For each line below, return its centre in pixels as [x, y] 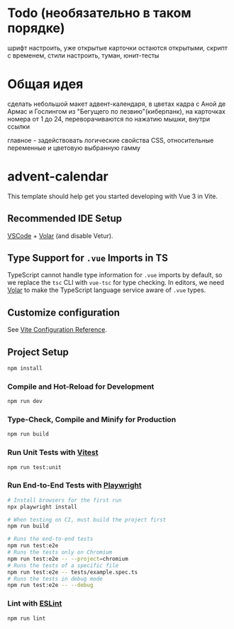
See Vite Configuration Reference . [57, 330]
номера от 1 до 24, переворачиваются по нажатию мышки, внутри [109, 119]
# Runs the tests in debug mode [55, 579]
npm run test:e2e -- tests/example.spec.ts [73, 572]
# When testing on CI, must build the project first [87, 520]
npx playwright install [43, 507]
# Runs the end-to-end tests [50, 539]
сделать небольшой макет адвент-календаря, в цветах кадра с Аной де [117, 104]
